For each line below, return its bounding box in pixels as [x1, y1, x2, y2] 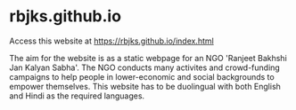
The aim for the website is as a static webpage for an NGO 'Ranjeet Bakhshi [9, 52, 287, 63]
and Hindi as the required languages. [9, 90, 145, 101]
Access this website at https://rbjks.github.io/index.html [9, 35, 214, 46]
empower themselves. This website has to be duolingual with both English [9, 81, 281, 91]
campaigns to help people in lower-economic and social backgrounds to [9, 71, 275, 82]
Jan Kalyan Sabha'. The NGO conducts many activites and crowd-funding [9, 62, 281, 73]
